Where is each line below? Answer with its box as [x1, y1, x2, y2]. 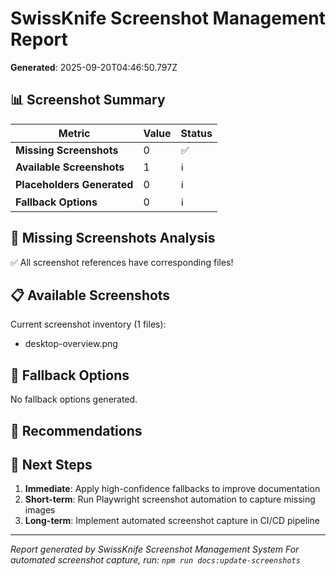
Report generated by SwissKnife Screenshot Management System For [10, 543, 300, 556]
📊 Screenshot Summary [10, 92, 166, 109]
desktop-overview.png [24, 338, 118, 350]
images [24, 504, 56, 516]
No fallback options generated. [10, 393, 138, 406]
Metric [58, 126, 91, 140]
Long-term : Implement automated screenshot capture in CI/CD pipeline [24, 515, 320, 527]
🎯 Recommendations [10, 422, 143, 439]
